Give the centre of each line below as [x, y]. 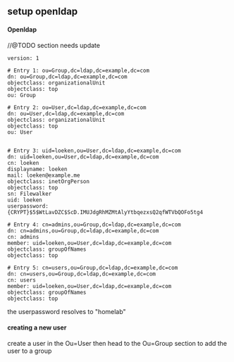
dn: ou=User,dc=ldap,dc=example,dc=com [66, 113]
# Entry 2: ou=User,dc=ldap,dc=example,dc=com [77, 107]
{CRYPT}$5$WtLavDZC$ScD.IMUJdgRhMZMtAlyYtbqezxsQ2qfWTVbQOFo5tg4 [105, 212]
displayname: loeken [38, 169]
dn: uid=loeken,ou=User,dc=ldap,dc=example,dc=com [83, 157]
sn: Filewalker [30, 194]
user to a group [30, 351]
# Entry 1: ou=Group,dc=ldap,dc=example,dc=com [79, 70]
